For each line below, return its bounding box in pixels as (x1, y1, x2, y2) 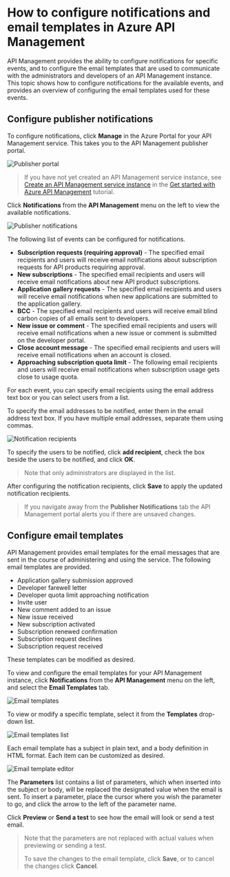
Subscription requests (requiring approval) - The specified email (17, 248, 205, 256)
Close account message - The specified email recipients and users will (17, 343, 220, 352)
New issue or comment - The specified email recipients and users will (17, 321, 217, 330)
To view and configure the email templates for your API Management (7, 668, 202, 677)
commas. (7, 421, 34, 430)
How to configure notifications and (7, 5, 211, 21)
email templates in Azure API (7, 19, 176, 35)
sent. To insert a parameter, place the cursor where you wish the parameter (7, 792, 222, 801)
